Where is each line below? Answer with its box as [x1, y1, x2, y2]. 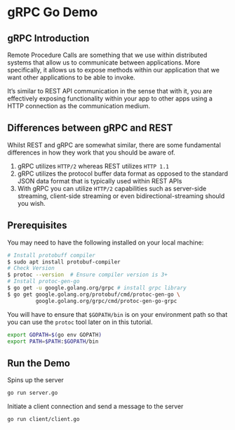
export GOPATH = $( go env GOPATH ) [7, 331, 102, 338]
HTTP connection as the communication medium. [7, 102, 151, 110]
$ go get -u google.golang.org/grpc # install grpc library [7, 285, 187, 292]
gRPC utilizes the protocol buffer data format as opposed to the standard [17, 169, 229, 178]
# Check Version [7, 265, 55, 272]
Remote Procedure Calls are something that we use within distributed [7, 51, 208, 59]
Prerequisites [7, 219, 67, 232]
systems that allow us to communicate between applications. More [7, 58, 201, 67]
